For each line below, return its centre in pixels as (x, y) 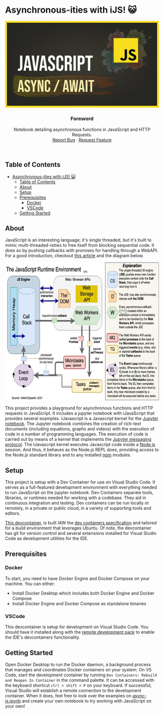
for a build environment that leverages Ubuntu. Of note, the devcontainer (78, 528)
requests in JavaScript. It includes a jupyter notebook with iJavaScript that (80, 413)
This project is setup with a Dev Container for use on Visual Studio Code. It (80, 482)
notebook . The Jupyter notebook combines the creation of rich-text (73, 424)
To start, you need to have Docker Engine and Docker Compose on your (77, 578)
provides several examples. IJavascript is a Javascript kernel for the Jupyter (82, 419)
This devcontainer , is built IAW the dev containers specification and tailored (81, 523)
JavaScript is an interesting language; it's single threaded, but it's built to (78, 240)
